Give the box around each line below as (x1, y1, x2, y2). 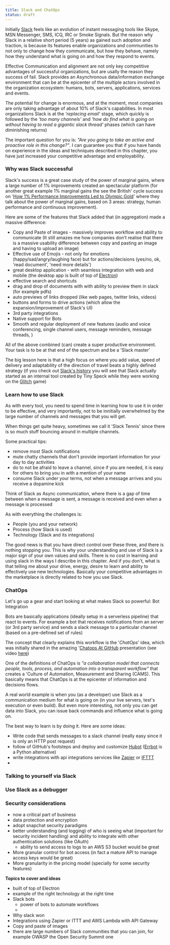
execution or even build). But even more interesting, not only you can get (5, 702, 158, 709)
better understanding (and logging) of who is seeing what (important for (12, 828, 163, 834)
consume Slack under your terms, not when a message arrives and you (12, 476, 162, 482)
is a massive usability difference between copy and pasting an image (12, 240, 157, 246)
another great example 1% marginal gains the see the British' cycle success (5, 187, 163, 194)
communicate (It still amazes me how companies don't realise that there (12, 234, 163, 240)
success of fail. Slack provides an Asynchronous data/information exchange (5, 74, 165, 80)
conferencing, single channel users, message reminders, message (12, 326, 152, 332)
